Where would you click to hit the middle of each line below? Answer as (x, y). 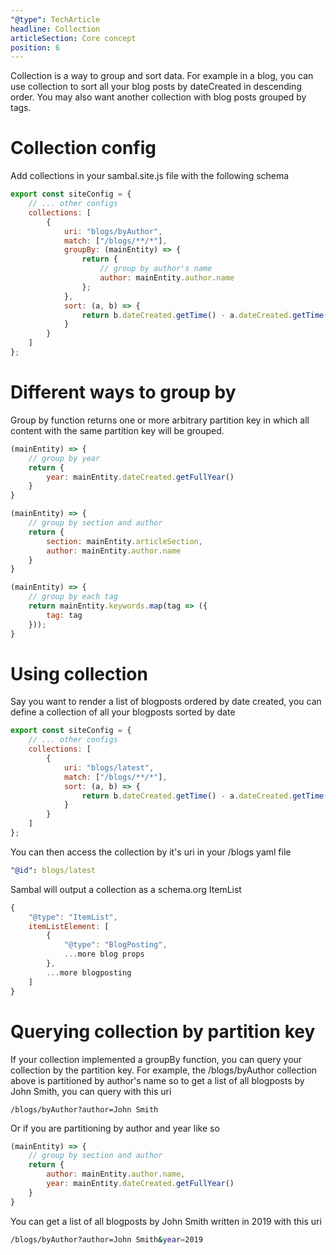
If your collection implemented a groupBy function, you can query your (156, 1059)
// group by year (64, 458)
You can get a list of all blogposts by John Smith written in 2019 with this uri (166, 1221)
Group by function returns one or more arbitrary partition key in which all (160, 420)
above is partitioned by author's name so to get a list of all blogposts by (157, 1080)
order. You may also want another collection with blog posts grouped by (158, 97)
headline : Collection (55, 29)
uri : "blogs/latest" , (109, 767)
